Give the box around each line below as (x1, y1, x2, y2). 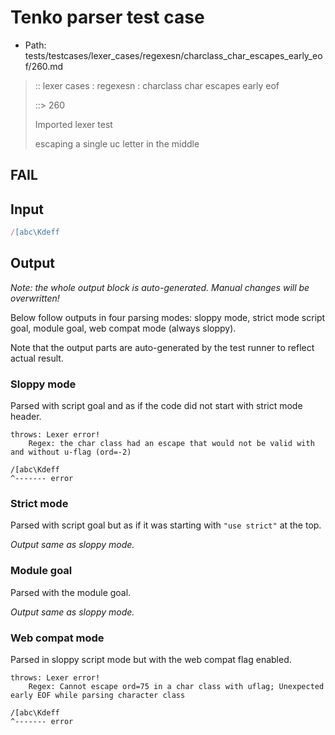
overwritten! (10, 292, 60, 304)
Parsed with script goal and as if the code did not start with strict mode (10, 400, 303, 412)
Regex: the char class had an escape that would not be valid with (28, 439, 315, 449)
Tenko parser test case (10, 6, 205, 29)
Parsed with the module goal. (10, 586, 132, 598)
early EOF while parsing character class (10, 691, 186, 701)
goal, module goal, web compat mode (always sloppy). (10, 322, 237, 334)
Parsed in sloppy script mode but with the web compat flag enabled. (10, 654, 292, 666)
